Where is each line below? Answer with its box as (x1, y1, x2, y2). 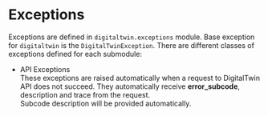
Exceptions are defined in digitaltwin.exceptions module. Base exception (8, 32, 255, 42)
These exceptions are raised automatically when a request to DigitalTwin (19, 73, 261, 82)
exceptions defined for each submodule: (8, 49, 143, 58)
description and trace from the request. (19, 90, 151, 99)
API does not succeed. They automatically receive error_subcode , (19, 82, 241, 91)
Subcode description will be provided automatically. (19, 98, 192, 108)
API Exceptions (19, 64, 71, 74)
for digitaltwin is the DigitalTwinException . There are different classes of (8, 40, 255, 50)
